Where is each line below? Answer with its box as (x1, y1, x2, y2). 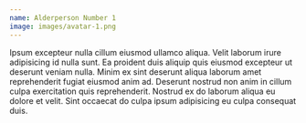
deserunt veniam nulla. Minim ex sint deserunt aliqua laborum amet (9, 66, 262, 77)
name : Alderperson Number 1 (9, 13, 117, 23)
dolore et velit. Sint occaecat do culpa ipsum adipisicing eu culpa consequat (9, 95, 297, 106)
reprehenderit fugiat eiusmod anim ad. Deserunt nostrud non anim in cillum (9, 76, 292, 87)
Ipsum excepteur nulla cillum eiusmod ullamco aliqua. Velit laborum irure (9, 46, 281, 57)
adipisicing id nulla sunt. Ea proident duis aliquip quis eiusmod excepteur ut (9, 56, 293, 67)
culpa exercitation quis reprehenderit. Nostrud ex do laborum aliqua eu (9, 86, 276, 97)
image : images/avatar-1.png (9, 22, 117, 31)
